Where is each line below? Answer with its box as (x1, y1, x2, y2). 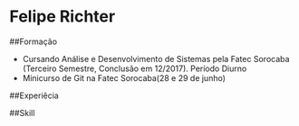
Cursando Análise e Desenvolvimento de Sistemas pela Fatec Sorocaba (22, 53, 290, 64)
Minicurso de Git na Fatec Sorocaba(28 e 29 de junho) (22, 72, 227, 83)
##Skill (9, 107, 35, 118)
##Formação (9, 36, 57, 47)
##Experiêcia (9, 90, 59, 101)
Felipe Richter (9, 6, 116, 27)
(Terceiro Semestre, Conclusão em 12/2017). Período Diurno (22, 63, 247, 74)
